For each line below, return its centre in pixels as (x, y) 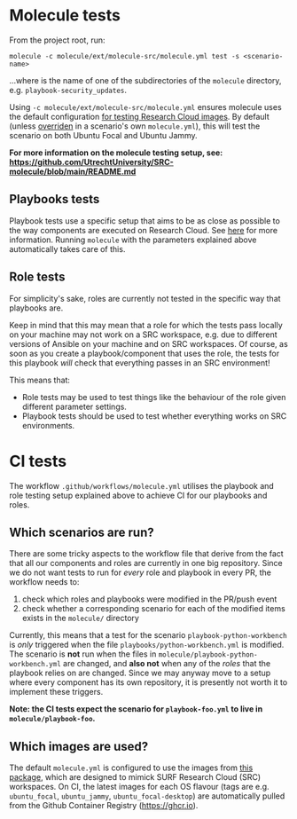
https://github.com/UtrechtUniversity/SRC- (92, 161)
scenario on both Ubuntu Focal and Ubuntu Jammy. (103, 135)
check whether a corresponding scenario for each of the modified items (153, 609)
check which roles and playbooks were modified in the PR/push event (149, 599)
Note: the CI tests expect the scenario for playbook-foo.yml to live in (136, 709)
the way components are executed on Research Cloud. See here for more (143, 230)
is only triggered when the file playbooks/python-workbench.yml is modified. (147, 645)
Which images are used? (79, 746)
